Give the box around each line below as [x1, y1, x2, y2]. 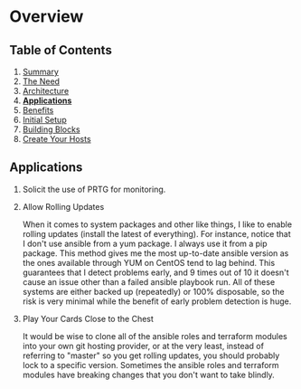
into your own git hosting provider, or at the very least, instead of [22, 340, 265, 351]
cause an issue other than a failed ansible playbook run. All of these [22, 276, 276, 287]
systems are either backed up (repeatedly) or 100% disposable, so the [22, 286, 285, 297]
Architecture [22, 86, 70, 96]
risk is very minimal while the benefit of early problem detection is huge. [22, 296, 292, 307]
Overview [9, 6, 84, 27]
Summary [22, 66, 59, 77]
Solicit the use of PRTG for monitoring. [22, 184, 166, 194]
